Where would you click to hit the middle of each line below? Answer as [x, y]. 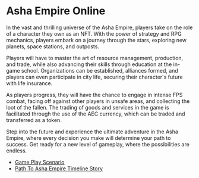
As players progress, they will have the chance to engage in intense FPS [94, 95]
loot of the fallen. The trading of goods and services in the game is [88, 107]
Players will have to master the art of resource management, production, [95, 58]
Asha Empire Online [56, 11]
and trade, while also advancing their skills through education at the [89, 64]
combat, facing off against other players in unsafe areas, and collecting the [98, 101]
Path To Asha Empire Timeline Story [59, 168]
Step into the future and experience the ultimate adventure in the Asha [92, 132]
